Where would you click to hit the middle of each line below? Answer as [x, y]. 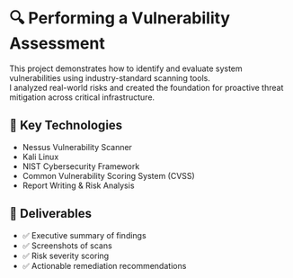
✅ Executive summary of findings [84, 235]
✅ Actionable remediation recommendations [104, 265]
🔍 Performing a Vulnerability [120, 18]
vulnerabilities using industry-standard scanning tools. [110, 77]
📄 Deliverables [51, 214]
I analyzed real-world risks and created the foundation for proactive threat [146, 87]
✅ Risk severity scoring [66, 256]
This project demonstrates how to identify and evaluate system [126, 68]
